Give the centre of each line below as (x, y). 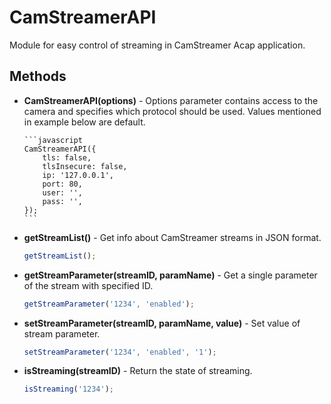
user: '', (62, 192)
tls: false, (67, 157)
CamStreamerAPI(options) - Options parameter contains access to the (171, 100)
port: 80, (62, 184)
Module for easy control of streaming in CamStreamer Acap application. (157, 45)
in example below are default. (84, 122)
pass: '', (62, 201)
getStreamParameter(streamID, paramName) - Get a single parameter (170, 275)
